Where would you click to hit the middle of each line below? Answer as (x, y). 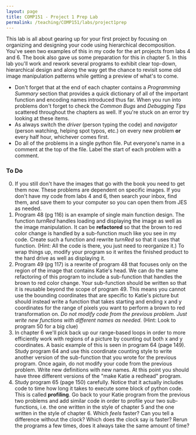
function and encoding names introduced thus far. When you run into (98, 100)
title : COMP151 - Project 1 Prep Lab (52, 17)
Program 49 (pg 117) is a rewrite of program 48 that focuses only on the (101, 264)
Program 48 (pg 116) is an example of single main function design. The (100, 214)
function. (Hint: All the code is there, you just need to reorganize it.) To (99, 245)
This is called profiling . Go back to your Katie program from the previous (102, 394)
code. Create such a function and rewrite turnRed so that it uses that (97, 239)
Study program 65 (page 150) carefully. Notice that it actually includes (99, 382)
